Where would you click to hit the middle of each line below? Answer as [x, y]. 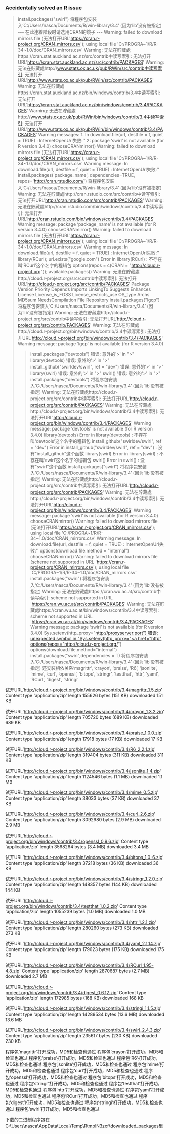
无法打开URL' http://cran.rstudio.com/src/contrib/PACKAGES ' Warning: [91, 200]
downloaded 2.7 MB [26, 976]
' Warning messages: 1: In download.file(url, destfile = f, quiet [99, 135]
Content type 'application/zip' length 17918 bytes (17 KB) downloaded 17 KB [84, 739]
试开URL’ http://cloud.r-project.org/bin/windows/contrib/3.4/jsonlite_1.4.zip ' [83, 771]
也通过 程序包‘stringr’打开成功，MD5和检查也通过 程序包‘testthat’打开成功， [84, 1084]
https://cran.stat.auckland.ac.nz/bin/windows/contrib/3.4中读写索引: [89, 93]
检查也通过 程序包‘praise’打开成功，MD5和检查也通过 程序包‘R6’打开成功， [83, 1058]
